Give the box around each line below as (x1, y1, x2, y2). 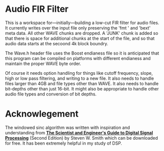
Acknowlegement (5, 108, 79, 120)
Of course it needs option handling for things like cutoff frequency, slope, (5, 70, 153, 76)
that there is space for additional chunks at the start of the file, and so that (5, 35, 155, 41)
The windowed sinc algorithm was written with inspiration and (5, 124, 130, 130)
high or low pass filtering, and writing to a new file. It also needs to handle (5, 75, 154, 81)
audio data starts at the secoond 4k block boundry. (5, 40, 109, 46)
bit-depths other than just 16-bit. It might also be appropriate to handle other (5, 86, 159, 91)
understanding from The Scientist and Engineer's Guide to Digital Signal (5, 129, 153, 136)
